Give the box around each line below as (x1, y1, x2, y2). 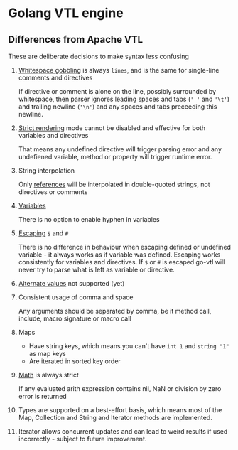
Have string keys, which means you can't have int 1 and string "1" (28, 342, 229, 350)
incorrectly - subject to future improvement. (18, 435, 147, 443)
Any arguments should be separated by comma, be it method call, (18, 307, 212, 315)
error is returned (18, 392, 67, 400)
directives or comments (18, 188, 88, 196)
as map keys (28, 350, 66, 358)
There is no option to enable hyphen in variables (18, 215, 161, 223)
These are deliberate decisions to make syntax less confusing (8, 52, 189, 60)
